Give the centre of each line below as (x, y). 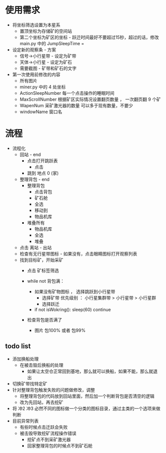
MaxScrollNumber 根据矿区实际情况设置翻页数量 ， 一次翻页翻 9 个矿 (90, 99)
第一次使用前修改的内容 (36, 74)
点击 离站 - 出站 (36, 247)
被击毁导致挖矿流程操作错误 (48, 433)
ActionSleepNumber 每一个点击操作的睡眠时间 (67, 93)
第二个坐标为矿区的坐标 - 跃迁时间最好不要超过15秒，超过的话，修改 (89, 37)
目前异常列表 (25, 421)
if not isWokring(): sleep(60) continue (73, 309)
